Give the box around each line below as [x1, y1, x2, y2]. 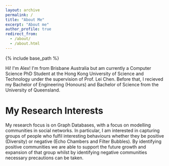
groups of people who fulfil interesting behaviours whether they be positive [5, 133, 164, 139]
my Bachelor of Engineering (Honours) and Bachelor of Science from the [5, 81, 159, 87]
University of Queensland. [5, 87, 60, 93]
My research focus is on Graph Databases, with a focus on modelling [5, 122, 151, 128]
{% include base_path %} [5, 55, 59, 61]
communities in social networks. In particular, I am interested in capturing [5, 127, 160, 134]
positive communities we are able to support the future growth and [5, 143, 146, 150]
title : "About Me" [5, 17, 45, 22]
